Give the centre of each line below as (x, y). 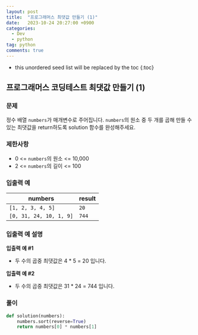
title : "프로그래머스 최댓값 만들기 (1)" (52, 17)
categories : (21, 28)
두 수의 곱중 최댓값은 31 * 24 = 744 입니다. (65, 286)
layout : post (22, 12)
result (87, 199)
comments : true (25, 51)
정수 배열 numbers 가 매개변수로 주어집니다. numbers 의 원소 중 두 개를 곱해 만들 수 (99, 120)
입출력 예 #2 (21, 274)
